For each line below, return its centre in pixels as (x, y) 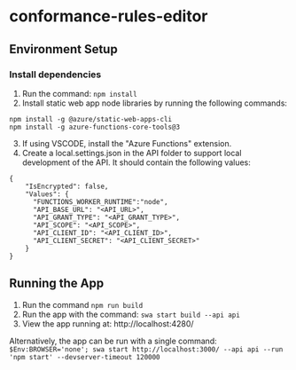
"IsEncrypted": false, (67, 186)
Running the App (57, 283)
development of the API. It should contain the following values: (136, 162)
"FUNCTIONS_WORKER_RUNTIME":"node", (100, 201)
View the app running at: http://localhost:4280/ (108, 323)
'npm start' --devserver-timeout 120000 (85, 357)
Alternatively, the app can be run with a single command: (113, 341)
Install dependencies (55, 75)
